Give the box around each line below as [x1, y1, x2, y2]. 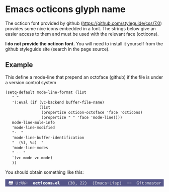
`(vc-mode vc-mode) [12, 155, 53, 160]
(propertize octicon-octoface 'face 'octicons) [41, 110, 143, 115]
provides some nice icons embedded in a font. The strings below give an [5, 25, 156, 31]
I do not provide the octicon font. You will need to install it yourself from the [5, 40, 163, 46]
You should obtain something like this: [5, 169, 84, 175]
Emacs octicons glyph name [5, 4, 126, 15]
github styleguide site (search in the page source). [5, 46, 110, 52]
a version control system [5, 79, 56, 85]
